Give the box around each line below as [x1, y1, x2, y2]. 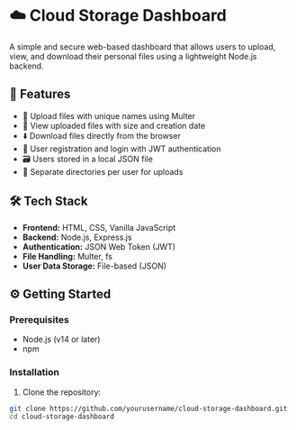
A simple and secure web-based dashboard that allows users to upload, [9, 41, 276, 52]
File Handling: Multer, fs [22, 251, 112, 261]
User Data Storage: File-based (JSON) [22, 261, 167, 271]
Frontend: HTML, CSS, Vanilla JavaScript [22, 222, 176, 233]
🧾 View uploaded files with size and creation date [22, 120, 206, 131]
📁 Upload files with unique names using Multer [22, 110, 196, 121]
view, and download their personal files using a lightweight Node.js [9, 50, 257, 61]
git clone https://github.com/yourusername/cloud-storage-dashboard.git [9, 404, 288, 413]
